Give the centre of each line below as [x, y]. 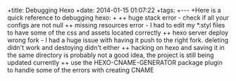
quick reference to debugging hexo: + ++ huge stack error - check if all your [118, 18]
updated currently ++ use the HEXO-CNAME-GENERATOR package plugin [115, 62]
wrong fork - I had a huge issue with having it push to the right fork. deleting [118, 40]
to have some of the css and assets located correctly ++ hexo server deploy [118, 32]
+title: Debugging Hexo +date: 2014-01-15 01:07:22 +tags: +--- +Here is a [114, 10]
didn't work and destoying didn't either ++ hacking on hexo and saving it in [116, 48]
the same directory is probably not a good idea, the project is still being [111, 55]
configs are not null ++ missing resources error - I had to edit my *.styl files [116, 25]
